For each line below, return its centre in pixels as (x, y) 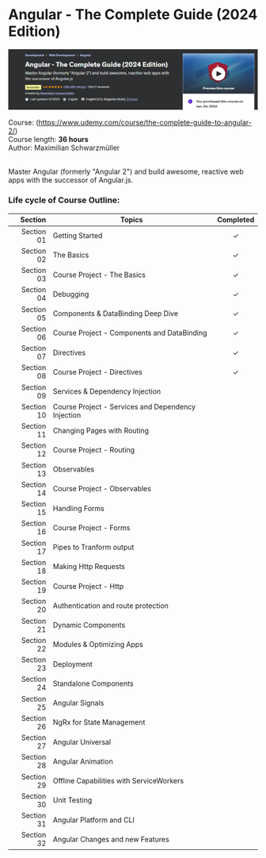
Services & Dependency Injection (107, 391)
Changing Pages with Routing (101, 430)
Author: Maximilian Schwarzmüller (64, 148)
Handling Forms (79, 508)
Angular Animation (83, 761)
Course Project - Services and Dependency (124, 406)
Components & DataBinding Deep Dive (116, 314)
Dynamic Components (89, 625)
